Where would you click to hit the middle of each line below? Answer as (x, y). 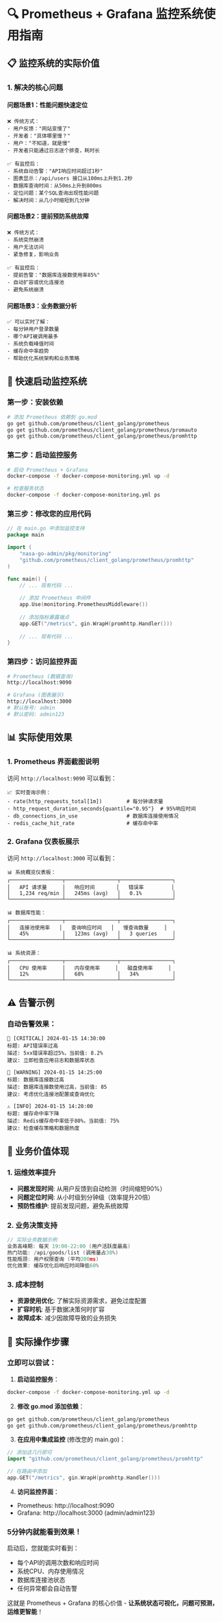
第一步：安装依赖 (35, 403)
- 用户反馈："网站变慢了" (39, 128)
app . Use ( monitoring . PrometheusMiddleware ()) (84, 605)
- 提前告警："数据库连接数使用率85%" (54, 275)
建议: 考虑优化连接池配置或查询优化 (51, 1094)
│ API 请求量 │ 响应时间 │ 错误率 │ (91, 887)
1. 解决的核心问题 (35, 87)
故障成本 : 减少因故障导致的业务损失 (67, 1318)
